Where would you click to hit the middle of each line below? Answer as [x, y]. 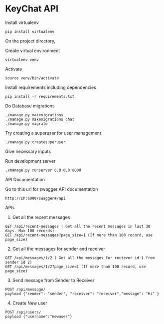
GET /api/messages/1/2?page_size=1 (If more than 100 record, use [76, 267]
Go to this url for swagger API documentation [52, 189]
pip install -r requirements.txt [40, 96]
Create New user [30, 303]
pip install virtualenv [30, 31]
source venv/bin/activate [32, 78]
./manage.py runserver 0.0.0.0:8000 [43, 170]
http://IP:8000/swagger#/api [35, 198]
